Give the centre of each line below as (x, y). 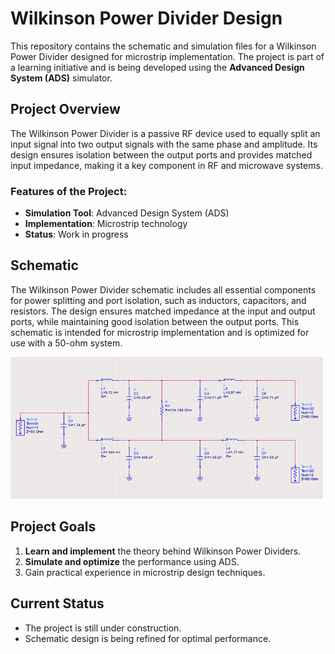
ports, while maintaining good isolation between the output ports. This (155, 321)
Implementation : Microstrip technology (106, 224)
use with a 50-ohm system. (66, 343)
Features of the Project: (69, 191)
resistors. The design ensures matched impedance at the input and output (163, 311)
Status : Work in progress (76, 234)
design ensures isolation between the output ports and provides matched (161, 154)
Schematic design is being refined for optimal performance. (148, 638)
